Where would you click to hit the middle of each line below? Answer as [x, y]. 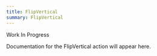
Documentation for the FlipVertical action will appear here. [78, 46]
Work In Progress [28, 34]
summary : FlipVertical [35, 17]
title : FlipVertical [32, 12]
